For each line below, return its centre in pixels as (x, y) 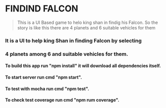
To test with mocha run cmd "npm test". (47, 89)
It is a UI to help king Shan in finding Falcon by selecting (74, 40)
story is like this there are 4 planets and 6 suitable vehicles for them (86, 27)
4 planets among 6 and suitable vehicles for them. (67, 54)
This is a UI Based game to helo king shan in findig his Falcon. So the (87, 22)
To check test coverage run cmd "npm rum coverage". (62, 100)
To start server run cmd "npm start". (44, 77)
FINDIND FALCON (42, 9)
